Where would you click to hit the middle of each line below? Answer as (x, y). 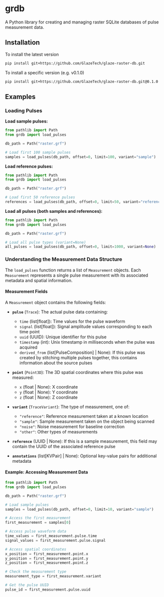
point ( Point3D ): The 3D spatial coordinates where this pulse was (77, 372)
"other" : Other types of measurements (58, 432)
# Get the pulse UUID (27, 585)
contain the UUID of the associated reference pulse (64, 446)
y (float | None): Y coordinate (49, 392)
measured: (23, 377)
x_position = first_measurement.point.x (47, 554)
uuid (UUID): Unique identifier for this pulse (63, 337)
